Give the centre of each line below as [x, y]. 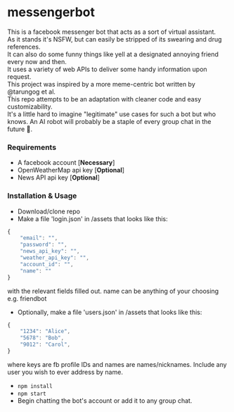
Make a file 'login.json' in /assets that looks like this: [93, 218]
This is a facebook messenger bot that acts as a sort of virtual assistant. [112, 32]
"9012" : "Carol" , [45, 345]
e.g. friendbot [27, 298]
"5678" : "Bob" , [42, 338]
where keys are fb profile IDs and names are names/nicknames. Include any [117, 364]
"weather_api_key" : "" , [55, 258]
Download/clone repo [49, 211]
